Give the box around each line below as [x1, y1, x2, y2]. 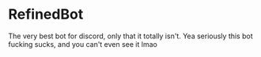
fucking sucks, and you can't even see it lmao [8, 39, 158, 48]
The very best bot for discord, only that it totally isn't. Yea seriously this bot [8, 31, 253, 41]
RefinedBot [8, 5, 84, 23]
